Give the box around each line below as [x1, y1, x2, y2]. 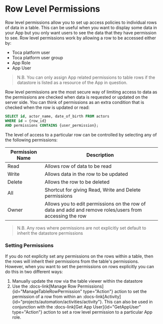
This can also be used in [104, 299, 153, 305]
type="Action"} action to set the [83, 288, 147, 294]
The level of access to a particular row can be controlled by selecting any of [5, 132, 157, 137]
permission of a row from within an [12, 293, 82, 299]
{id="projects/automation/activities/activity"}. [12, 299, 103, 305]
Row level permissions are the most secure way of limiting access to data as [5, 89, 158, 95]
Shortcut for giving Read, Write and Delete [44, 186, 141, 193]
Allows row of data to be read [44, 163, 112, 170]
